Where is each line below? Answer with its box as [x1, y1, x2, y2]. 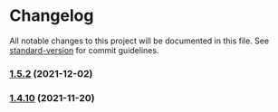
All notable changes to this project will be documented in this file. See [9, 35, 270, 46]
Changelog [9, 5, 94, 26]
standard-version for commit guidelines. [9, 44, 159, 55]
